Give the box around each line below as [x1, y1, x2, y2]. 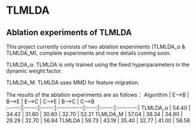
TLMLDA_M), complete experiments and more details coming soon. [6, 49, 171, 57]
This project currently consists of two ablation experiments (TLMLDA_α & [6, 43, 185, 50]
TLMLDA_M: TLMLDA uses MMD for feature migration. [6, 79, 140, 86]
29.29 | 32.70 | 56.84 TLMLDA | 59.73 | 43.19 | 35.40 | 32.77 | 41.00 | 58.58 [6, 117, 190, 124]
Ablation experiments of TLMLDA [6, 27, 132, 38]
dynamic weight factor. [6, 67, 62, 75]
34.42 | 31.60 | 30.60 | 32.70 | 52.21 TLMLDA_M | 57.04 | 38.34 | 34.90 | [6, 111, 183, 117]
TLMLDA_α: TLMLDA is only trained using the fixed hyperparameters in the [6, 61, 190, 68]
